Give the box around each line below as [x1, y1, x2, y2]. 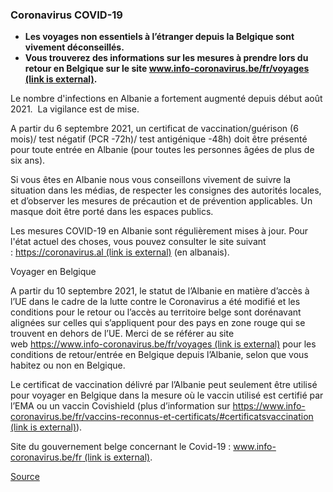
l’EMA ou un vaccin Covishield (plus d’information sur [10, 400, 231, 412]
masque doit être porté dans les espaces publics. [10, 206, 214, 218]
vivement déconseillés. [24, 41, 125, 53]
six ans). [10, 154, 46, 167]
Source [10, 471, 40, 483]
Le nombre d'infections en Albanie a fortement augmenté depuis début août [10, 93, 323, 105]
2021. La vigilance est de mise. [10, 103, 140, 115]
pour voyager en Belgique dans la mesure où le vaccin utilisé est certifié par [10, 389, 324, 402]
